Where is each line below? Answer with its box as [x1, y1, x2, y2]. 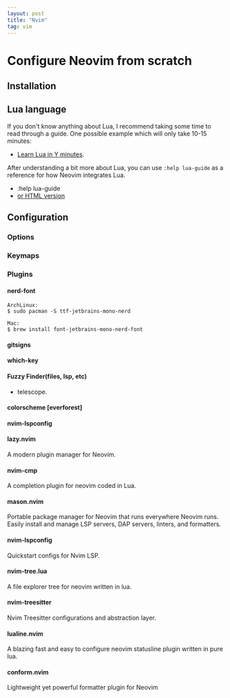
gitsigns [7, 340, 31, 349]
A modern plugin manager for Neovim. [7, 450, 116, 458]
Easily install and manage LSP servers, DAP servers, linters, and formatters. [7, 520, 222, 529]
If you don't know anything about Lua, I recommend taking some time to [7, 122, 211, 130]
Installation [7, 80, 56, 92]
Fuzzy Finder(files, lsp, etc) [7, 372, 87, 380]
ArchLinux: [7, 302, 39, 309]
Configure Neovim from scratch [7, 53, 193, 68]
